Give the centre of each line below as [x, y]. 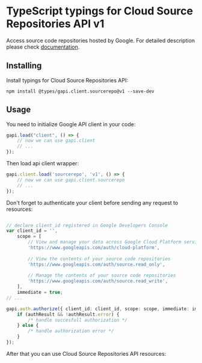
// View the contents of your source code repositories [99, 259]
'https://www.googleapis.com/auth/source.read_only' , [96, 264]
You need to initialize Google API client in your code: [71, 124]
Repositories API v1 [55, 24]
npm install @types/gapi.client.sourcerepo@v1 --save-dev [80, 91]
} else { [28, 326]
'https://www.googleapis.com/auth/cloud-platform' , [94, 248]
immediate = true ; [40, 293]
